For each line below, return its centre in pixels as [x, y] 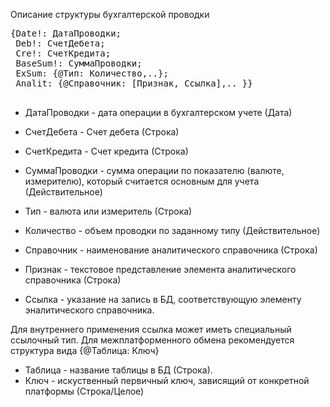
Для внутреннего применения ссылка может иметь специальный [151, 329]
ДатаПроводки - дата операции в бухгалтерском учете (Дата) [158, 112]
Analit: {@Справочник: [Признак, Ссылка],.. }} [134, 83]
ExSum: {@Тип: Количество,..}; [92, 73]
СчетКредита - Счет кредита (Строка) [106, 151]
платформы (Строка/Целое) [84, 391]
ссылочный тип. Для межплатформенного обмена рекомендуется [152, 340]
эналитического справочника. [89, 310]
